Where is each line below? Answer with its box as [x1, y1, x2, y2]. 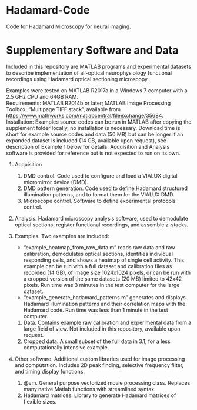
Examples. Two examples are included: [14, 232, 109, 239]
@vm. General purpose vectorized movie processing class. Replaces [23, 379, 191, 386]
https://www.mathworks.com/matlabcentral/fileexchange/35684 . [6, 112, 163, 119]
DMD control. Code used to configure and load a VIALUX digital [23, 172, 178, 179]
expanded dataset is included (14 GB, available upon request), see [6, 136, 166, 144]
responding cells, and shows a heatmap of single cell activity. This [23, 256, 184, 264]
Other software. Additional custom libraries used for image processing [14, 355, 185, 362]
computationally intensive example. [23, 344, 109, 351]
